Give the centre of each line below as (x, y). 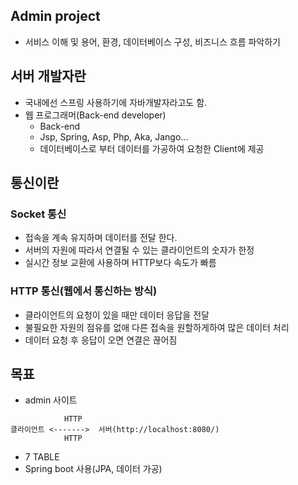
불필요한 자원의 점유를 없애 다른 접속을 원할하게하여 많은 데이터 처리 (157, 327)
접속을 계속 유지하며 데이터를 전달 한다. (101, 238)
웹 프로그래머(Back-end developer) (95, 115)
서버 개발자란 (48, 76)
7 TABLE (42, 457)
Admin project (55, 16)
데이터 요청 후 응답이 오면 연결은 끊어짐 (101, 340)
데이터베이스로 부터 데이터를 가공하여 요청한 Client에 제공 (152, 148)
